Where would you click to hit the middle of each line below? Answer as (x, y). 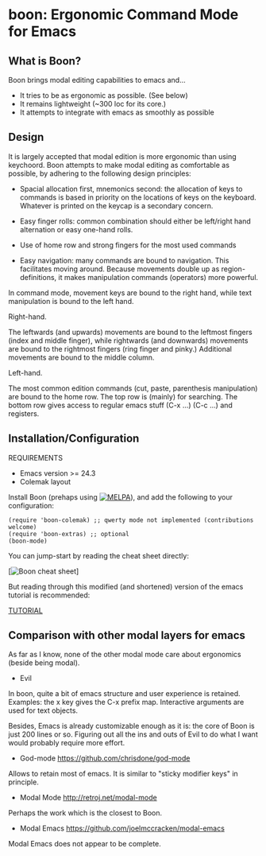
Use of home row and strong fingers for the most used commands (128, 245)
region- (233, 269)
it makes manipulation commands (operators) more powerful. (158, 277)
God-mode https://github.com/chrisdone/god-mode (105, 758)
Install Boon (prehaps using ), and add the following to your (120, 497)
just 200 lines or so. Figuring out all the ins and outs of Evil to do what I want (133, 734)
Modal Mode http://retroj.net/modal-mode (88, 798)
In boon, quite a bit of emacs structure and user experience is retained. (124, 694)
